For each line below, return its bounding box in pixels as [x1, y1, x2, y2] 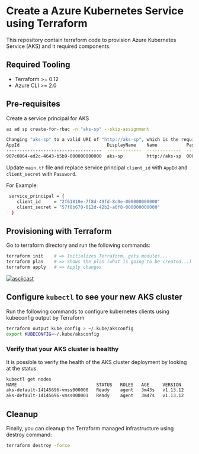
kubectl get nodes [6, 376, 52, 382]
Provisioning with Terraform [6, 226, 112, 236]
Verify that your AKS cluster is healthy [6, 345, 119, 353]
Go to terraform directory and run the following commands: [6, 242, 151, 249]
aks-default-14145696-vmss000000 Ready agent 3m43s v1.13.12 [6, 387, 184, 393]
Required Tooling [6, 60, 70, 70]
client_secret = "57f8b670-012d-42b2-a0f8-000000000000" [17, 204, 161, 210]
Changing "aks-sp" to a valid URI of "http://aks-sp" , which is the [6, 137, 179, 143]
